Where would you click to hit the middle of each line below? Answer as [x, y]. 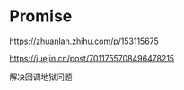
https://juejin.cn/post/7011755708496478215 [92, 58]
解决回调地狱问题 [41, 77]
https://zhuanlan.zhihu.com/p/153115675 [84, 41]
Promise [41, 16]
